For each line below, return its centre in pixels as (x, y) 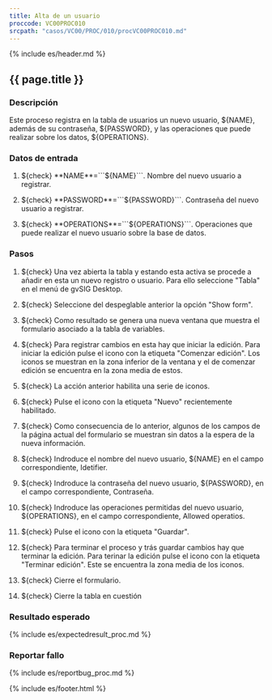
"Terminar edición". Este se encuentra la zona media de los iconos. (133, 564)
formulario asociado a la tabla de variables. (93, 329)
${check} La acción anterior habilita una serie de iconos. (115, 386)
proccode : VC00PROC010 (47, 23)
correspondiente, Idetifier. (64, 467)
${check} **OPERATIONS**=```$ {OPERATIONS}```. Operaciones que (137, 224)
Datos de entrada (44, 158)
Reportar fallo (37, 655)
